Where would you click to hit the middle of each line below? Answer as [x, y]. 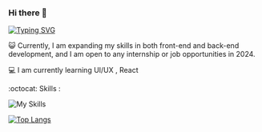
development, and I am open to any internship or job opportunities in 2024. [132, 54]
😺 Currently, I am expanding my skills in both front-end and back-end [124, 46]
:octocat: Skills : [35, 89]
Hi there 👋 [28, 13]
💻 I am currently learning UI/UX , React [73, 70]
